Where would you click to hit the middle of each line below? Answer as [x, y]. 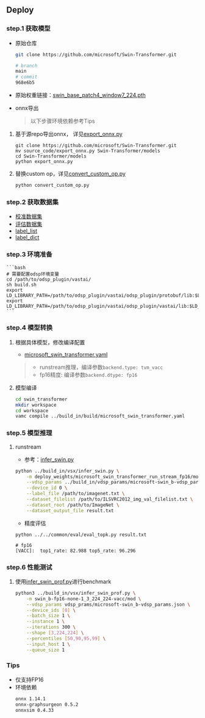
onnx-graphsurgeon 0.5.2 [47, 705]
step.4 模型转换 [30, 328]
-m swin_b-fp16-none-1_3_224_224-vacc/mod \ [84, 599]
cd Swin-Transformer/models [51, 156]
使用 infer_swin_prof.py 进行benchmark [63, 581]
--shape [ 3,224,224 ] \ [55, 633]
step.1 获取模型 [28, 29]
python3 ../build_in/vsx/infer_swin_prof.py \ [75, 593]
